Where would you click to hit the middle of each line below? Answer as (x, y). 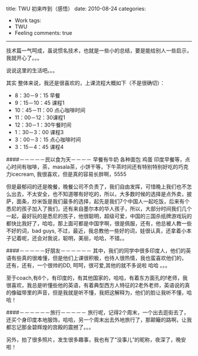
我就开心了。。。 (24, 58)
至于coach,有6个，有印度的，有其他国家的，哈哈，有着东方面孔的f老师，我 (97, 278)
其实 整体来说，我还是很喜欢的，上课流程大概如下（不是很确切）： (85, 83)
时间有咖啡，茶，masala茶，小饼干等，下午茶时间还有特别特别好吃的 (95, 167)
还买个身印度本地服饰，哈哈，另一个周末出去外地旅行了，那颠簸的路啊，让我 (99, 320)
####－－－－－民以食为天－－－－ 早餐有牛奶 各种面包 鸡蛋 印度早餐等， (96, 159)
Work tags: (28, 20)
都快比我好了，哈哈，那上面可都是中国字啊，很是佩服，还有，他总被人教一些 (99, 223)
